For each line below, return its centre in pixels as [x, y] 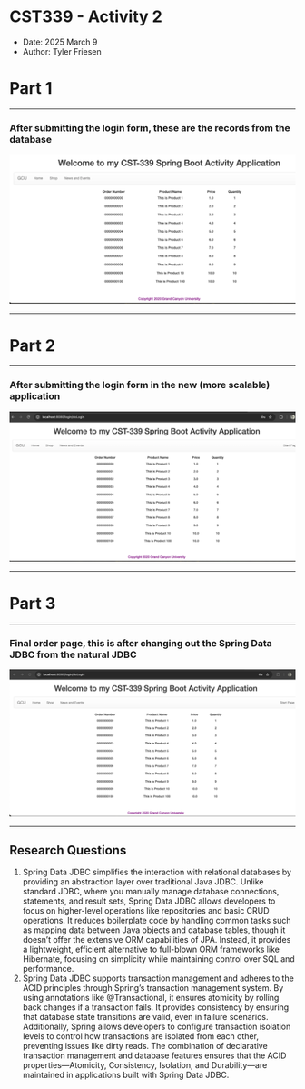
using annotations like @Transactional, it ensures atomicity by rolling [151, 998]
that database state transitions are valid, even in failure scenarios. [145, 1017]
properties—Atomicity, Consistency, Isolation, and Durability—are [145, 1065]
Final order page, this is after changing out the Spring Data [141, 643]
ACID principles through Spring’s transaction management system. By [153, 988]
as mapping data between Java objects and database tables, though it [154, 930]
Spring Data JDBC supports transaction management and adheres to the [158, 978]
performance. [48, 969]
